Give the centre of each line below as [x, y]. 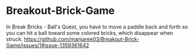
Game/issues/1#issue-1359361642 [48, 45]
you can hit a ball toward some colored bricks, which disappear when [90, 33]
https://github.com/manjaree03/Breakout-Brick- [82, 39]
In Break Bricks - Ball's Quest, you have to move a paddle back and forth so [97, 27]
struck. [15, 39]
